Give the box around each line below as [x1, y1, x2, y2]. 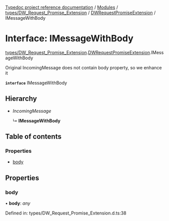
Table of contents [5, 132, 62, 141]
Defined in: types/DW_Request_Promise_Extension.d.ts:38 [5, 210, 127, 216]
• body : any [5, 200, 31, 206]
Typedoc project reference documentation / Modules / [5, 5, 119, 10]
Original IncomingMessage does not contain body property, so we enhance [5, 64, 162, 70]
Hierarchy [5, 95, 37, 103]
